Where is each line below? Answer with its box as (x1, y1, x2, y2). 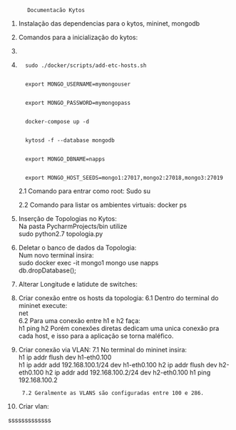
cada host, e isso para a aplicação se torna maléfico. (18, 332, 174, 340)
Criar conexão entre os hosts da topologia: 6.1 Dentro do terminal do (18, 294, 219, 302)
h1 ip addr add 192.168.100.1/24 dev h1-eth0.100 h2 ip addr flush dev (18, 361, 217, 369)
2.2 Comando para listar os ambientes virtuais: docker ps (18, 200, 188, 209)
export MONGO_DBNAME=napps (25, 155, 106, 163)
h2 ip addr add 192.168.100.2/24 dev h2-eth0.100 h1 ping (45, 368, 211, 377)
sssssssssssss (8, 416, 52, 424)
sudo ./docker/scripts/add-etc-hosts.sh (25, 62, 147, 69)
